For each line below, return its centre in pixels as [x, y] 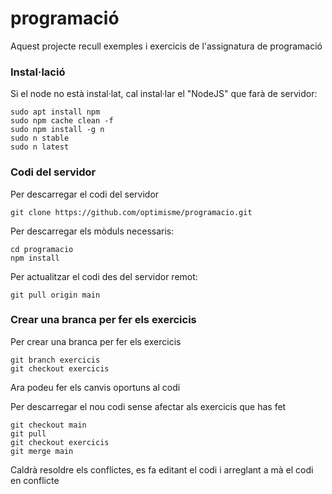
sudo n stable [40, 138]
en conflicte [35, 480]
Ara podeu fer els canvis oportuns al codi [95, 387]
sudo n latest [40, 147]
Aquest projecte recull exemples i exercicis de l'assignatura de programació [166, 46]
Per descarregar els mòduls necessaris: [92, 231]
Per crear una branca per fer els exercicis [96, 341]
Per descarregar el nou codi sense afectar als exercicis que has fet [148, 406]
